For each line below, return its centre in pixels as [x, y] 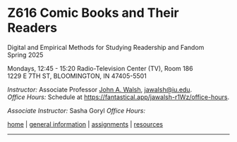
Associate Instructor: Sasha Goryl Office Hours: [77, 110]
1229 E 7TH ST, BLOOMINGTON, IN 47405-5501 [77, 76]
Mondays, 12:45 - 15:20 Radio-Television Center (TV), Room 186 [100, 68]
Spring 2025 [25, 55]
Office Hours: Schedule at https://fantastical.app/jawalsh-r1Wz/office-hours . [119, 97]
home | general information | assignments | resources [85, 124]
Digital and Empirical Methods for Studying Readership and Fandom [106, 47]
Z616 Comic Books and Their [93, 13]
